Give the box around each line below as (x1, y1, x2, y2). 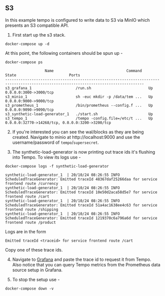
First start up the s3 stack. (12, 32, 66, 38)
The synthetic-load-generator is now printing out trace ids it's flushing (12, 149, 155, 155)
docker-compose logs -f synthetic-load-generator (5, 164, 109, 169)
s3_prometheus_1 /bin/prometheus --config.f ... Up (5, 103, 153, 108)
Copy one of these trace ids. (5, 247, 63, 253)
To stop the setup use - (12, 276, 60, 282)
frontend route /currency (5, 181, 58, 186)
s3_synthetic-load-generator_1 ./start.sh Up (5, 111, 153, 117)
